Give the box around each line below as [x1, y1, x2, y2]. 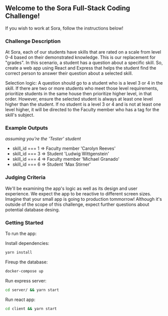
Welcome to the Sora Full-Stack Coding [5, 4, 130, 13]
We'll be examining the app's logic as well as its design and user [5, 185, 137, 191]
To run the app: [5, 230, 37, 236]
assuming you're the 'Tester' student [5, 136, 81, 142]
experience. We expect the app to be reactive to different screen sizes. [5, 190, 151, 197]
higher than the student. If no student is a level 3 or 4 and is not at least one [5, 101, 161, 107]
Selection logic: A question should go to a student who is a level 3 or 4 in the [5, 80, 163, 86]
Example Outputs [5, 125, 48, 132]
